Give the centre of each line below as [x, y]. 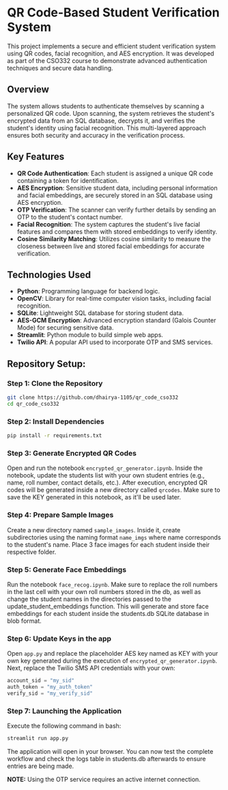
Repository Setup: [46, 363]
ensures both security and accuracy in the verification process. [96, 135]
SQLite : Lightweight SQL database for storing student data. [100, 313]
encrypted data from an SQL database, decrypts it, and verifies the [101, 121]
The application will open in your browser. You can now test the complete [110, 751]
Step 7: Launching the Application [64, 711]
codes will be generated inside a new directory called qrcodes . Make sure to [114, 490]
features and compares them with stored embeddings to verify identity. [117, 232]
